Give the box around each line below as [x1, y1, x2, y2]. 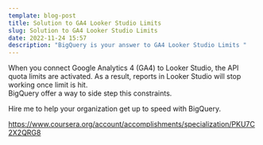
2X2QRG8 [8, 128, 41, 138]
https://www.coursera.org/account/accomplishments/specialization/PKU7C [8, 120, 256, 129]
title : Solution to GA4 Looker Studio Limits [8, 19, 161, 27]
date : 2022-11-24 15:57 [8, 33, 87, 42]
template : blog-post [8, 11, 77, 20]
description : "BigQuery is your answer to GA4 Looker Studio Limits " [8, 41, 247, 49]
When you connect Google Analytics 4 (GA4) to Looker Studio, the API [8, 63, 239, 72]
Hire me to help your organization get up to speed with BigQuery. [8, 104, 221, 114]
